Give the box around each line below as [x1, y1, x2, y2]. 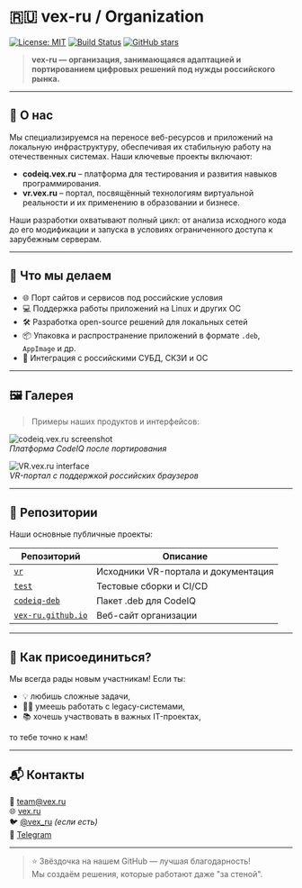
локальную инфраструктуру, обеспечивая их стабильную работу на [9, 141, 271, 152]
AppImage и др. [22, 342, 76, 353]
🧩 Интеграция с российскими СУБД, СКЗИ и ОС [22, 352, 209, 363]
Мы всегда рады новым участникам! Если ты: [9, 674, 186, 684]
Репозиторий [21, 550, 81, 563]
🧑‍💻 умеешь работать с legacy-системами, [22, 701, 186, 711]
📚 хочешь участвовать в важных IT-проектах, [22, 711, 201, 721]
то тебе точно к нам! [9, 732, 88, 742]
